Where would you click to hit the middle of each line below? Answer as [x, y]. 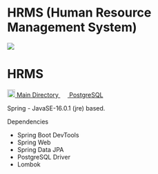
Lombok [29, 164]
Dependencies [28, 122]
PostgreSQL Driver [44, 157]
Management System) [72, 27]
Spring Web [34, 142]
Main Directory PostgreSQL [60, 95]
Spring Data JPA [40, 149]
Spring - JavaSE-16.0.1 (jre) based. [56, 108]
